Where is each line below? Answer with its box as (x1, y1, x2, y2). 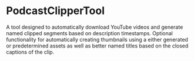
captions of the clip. (6, 48, 55, 55)
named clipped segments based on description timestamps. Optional (6, 29, 173, 36)
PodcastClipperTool (6, 4, 105, 18)
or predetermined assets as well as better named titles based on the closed (6, 42, 189, 49)
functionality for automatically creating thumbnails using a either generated (6, 36, 188, 43)
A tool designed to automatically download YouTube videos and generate (6, 23, 183, 30)
